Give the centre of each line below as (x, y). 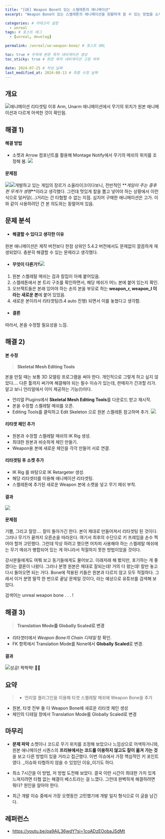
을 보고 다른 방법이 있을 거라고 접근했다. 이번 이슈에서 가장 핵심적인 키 (79, 756)
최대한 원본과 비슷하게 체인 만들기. (45, 442)
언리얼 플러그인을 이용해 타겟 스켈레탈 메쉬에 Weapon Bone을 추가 (88, 698)
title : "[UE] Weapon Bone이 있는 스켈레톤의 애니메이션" (58, 10)
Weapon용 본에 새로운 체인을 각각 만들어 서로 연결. (61, 448)
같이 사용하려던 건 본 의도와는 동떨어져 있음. (52, 203)
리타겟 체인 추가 (20, 424)
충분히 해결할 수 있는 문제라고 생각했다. (61, 252)
